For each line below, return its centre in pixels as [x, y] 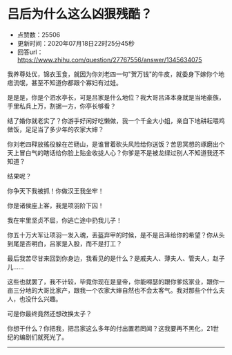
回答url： [30, 52]
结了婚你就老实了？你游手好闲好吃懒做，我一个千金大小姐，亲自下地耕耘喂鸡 [116, 120]
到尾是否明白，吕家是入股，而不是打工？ [65, 244]
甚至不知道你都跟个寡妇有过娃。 [76, 82]
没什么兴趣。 [43, 299]
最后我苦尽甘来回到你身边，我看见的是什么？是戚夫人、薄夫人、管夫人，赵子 [116, 258]
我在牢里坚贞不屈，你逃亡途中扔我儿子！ [65, 220]
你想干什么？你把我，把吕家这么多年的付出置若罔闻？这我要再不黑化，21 [110, 328]
